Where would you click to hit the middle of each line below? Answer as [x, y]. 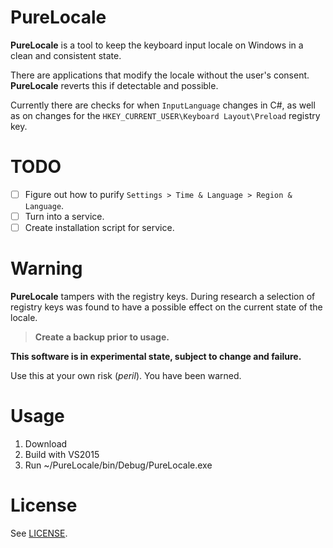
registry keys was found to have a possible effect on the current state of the [166, 307]
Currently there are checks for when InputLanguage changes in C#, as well [163, 105]
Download [46, 443]
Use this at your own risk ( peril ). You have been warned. [126, 375]
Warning [46, 268]
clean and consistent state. [66, 55]
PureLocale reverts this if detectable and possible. [114, 85]
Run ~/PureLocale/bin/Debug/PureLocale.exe [118, 465]
